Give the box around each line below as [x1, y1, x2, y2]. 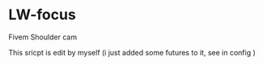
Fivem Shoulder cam [8, 32, 78, 42]
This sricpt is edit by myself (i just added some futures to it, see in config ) [8, 47, 257, 57]
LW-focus [8, 6, 77, 24]
